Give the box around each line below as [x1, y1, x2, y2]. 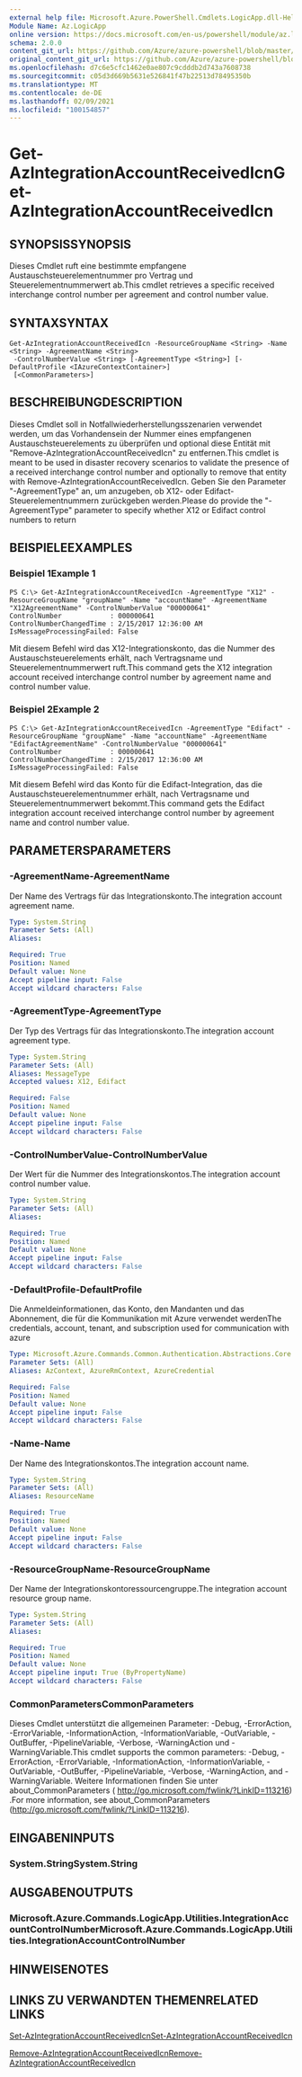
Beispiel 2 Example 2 [9, 703, 100, 715]
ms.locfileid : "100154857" [9, 105, 111, 114]
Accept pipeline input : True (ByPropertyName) [9, 1668, 187, 1677]
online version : [9, 30, 70, 39]
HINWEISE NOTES [9, 1962, 110, 1977]
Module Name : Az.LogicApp [9, 22, 106, 31]
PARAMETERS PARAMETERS [9, 843, 172, 858]
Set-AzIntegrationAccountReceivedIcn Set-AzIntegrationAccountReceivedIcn [9, 2030, 293, 2041]
